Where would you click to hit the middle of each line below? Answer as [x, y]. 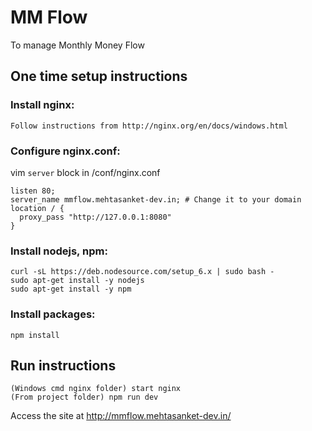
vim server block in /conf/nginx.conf [85, 172]
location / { [37, 208]
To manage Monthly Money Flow [77, 45]
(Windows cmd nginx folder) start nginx [96, 389]
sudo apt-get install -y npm [71, 289]
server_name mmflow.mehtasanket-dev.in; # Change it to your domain [156, 199]
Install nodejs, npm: [59, 251]
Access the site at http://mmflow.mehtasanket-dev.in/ [121, 416]
